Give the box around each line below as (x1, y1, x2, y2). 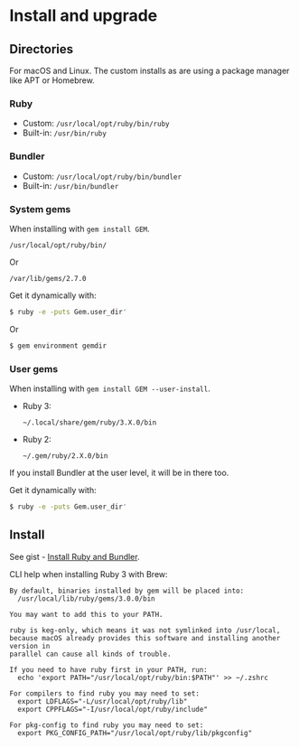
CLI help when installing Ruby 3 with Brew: (9, 568, 169, 579)
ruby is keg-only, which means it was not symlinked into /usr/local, (9, 625, 281, 635)
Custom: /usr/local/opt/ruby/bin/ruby (22, 118, 170, 129)
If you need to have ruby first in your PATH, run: (9, 665, 208, 674)
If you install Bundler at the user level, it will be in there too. (9, 467, 229, 478)
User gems (9, 362, 59, 375)
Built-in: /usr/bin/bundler (22, 180, 119, 191)
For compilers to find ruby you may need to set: (9, 688, 201, 698)
